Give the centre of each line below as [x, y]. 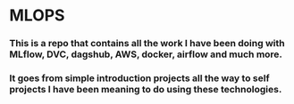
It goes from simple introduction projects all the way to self [139, 78]
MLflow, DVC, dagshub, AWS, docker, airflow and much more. [146, 54]
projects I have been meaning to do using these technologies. [146, 90]
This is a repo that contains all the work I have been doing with [147, 44]
